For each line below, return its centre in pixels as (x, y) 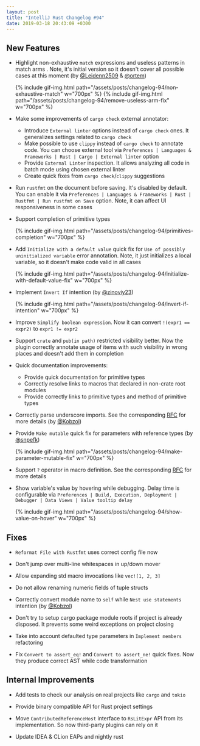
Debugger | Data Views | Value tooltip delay (74, 501)
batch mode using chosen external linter (75, 170)
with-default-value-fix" (44, 281)
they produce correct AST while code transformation (81, 661)
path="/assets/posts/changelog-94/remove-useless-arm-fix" (92, 101)
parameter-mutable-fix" (45, 458)
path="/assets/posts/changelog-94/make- (129, 451)
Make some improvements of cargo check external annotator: (92, 119)
